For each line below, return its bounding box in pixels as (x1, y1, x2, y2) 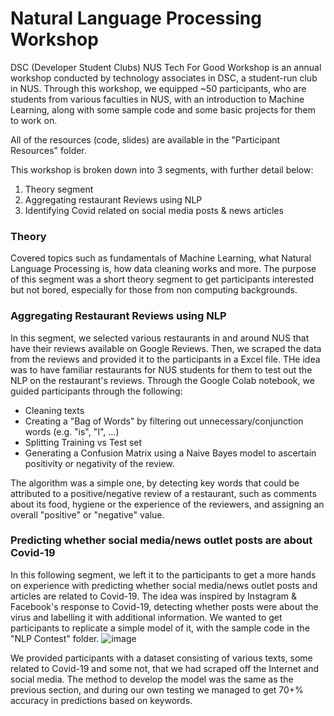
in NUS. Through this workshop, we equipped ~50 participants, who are (10, 82, 307, 94)
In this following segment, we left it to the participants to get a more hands (10, 568, 317, 581)
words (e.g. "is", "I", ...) (24, 425, 120, 437)
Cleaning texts (24, 404, 85, 416)
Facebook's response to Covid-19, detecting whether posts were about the (10, 600, 319, 612)
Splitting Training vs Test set (24, 436, 143, 448)
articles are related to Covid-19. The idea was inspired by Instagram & (10, 590, 297, 602)
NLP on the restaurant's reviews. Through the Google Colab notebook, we (10, 374, 315, 386)
